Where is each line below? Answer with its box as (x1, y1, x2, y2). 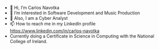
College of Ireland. (9, 39, 48, 44)
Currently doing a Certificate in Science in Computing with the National (9, 33, 155, 39)
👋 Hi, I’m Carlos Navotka (9, 5, 60, 10)
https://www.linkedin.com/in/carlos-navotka (9, 28, 100, 34)
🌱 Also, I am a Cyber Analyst (9, 15, 68, 21)
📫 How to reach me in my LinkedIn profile (9, 21, 96, 27)
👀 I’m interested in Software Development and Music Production (9, 10, 140, 16)
